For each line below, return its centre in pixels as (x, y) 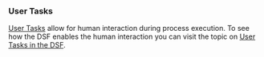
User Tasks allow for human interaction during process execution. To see (129, 28)
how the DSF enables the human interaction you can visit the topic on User (132, 36)
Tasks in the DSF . (37, 45)
